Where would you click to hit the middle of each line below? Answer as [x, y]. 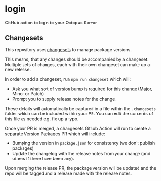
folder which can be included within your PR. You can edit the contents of [79, 113]
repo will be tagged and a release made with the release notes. [69, 173]
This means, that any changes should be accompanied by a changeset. [77, 59]
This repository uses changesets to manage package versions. [69, 49]
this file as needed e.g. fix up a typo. [42, 119]
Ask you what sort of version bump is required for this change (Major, [82, 89]
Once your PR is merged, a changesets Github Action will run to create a [78, 128]
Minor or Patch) [28, 93]
